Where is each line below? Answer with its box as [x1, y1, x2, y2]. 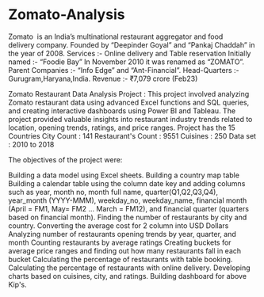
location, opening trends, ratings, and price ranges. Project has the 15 [8, 123, 235, 132]
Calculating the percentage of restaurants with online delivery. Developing [8, 263, 251, 272]
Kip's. [8, 280, 28, 289]
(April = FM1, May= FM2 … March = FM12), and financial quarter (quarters [8, 204, 250, 213]
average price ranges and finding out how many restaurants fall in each [8, 246, 242, 255]
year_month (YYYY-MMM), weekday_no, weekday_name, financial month [8, 196, 247, 205]
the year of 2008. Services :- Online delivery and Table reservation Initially [8, 48, 251, 58]
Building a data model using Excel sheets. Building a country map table [8, 170, 240, 180]
